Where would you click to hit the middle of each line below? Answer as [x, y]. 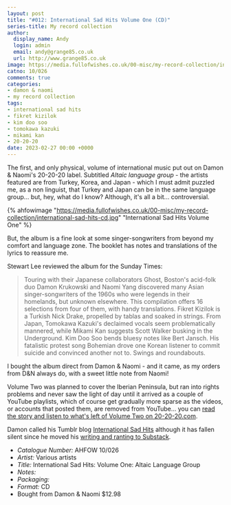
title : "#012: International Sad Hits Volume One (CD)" [89, 20]
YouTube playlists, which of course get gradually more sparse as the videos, [115, 401]
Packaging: [33, 479]
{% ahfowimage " [32, 210]
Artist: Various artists [47, 457]
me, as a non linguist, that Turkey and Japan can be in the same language [111, 189]
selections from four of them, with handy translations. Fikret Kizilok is [122, 309]
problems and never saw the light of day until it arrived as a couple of [106, 394]
